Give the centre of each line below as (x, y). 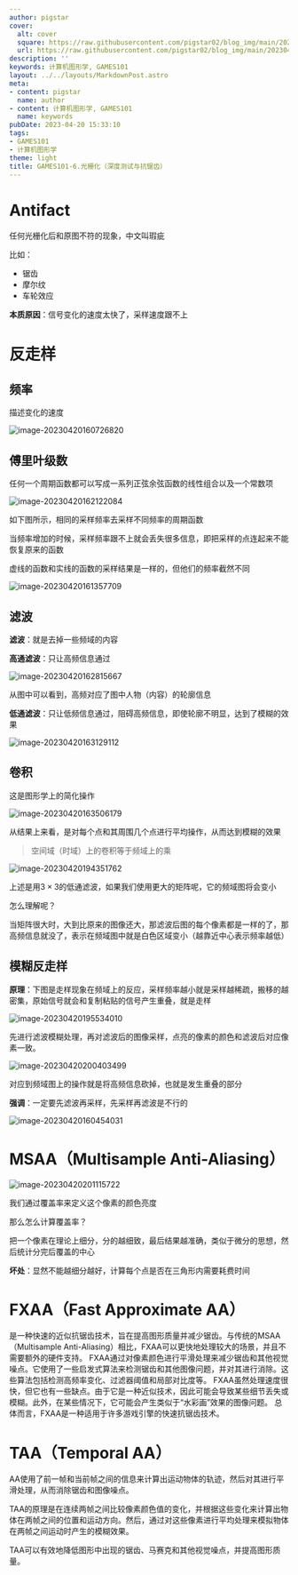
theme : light (33, 158)
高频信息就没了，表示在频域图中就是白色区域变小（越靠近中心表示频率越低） (149, 935)
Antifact (40, 210)
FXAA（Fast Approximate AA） (127, 1310)
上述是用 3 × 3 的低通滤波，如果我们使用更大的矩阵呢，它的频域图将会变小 (143, 886)
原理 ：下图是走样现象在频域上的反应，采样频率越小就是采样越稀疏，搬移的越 (149, 989)
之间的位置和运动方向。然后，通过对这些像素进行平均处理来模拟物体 (164, 1520)
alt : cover (37, 34)
